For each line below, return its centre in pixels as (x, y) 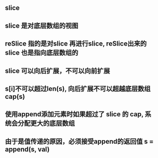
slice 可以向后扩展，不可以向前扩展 (57, 71)
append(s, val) (27, 149)
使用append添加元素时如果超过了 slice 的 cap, (74, 114)
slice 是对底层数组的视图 (42, 25)
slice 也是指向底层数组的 (42, 53)
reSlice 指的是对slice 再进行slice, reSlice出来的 (76, 44)
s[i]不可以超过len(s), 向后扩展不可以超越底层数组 (78, 88)
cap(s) (15, 96)
